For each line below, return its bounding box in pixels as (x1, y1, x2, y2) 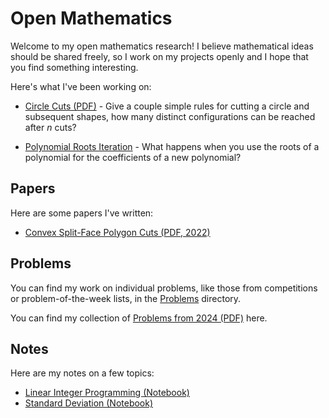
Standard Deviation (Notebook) (24, 397, 154, 409)
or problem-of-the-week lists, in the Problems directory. (10, 292, 242, 304)
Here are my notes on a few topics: (10, 367, 155, 379)
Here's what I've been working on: (10, 80, 152, 92)
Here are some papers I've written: (10, 207, 154, 219)
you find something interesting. (10, 61, 139, 73)
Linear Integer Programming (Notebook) (24, 387, 190, 399)
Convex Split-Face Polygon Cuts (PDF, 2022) (24, 226, 211, 238)
